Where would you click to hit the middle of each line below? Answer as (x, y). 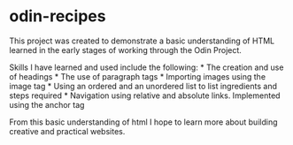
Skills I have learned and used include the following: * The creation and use (146, 67)
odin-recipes (58, 16)
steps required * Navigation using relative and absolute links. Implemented (145, 95)
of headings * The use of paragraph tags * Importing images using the (138, 76)
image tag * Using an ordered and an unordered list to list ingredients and (143, 86)
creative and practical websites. (67, 131)
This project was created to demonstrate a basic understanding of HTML (142, 41)
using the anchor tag (47, 104)
